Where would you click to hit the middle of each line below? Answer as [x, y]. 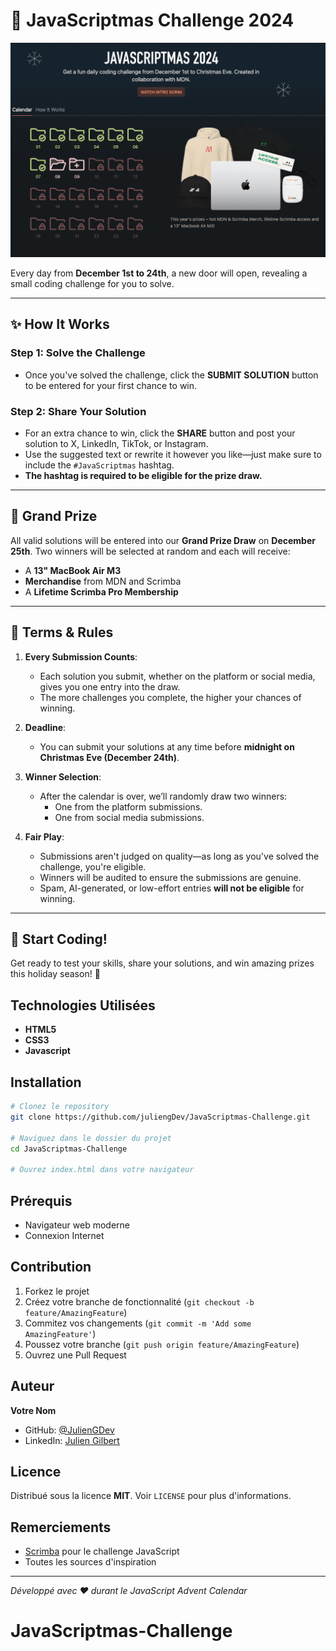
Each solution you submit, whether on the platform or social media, [177, 676]
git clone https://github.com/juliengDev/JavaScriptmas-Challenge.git [160, 1117]
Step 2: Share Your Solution [78, 411]
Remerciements [61, 1527]
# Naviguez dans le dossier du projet [91, 1138]
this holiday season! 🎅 [55, 974]
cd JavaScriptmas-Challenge [69, 1149]
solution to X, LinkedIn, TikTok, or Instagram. [116, 443]
